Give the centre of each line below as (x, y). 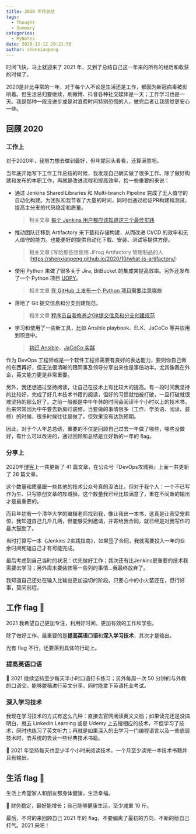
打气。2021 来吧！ (28, 825)
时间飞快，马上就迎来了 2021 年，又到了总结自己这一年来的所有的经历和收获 (98, 67)
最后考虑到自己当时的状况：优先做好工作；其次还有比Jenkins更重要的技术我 (97, 560)
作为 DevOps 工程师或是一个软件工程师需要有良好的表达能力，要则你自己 (94, 360)
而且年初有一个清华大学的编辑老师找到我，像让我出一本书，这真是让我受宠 (95, 513)
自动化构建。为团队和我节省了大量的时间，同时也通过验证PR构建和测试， (102, 200)
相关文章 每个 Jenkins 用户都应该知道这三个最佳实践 (92, 220)
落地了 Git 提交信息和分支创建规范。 (58, 303)
